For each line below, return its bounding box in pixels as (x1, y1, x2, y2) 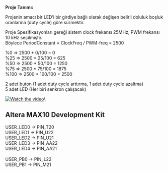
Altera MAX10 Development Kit (5, 110, 105, 119)
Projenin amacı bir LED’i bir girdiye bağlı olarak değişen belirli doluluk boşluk (5, 14, 163, 20)
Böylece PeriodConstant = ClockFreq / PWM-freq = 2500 (5, 40, 124, 46)
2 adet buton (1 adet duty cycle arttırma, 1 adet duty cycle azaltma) (5, 81, 144, 87)
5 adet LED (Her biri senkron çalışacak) (5, 86, 87, 92)
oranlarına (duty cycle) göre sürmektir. (5, 20, 85, 25)
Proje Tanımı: (5, 5, 34, 10)
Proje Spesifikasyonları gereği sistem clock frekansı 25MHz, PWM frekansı (5, 29, 160, 35)
